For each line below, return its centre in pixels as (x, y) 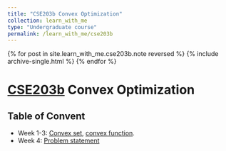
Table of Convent (46, 116)
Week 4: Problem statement (58, 141)
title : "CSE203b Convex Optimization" (65, 14)
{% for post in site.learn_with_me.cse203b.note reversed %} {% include (113, 54)
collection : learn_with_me (47, 21)
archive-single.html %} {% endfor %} (62, 62)
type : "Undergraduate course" (52, 27)
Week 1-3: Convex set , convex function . (76, 133)
